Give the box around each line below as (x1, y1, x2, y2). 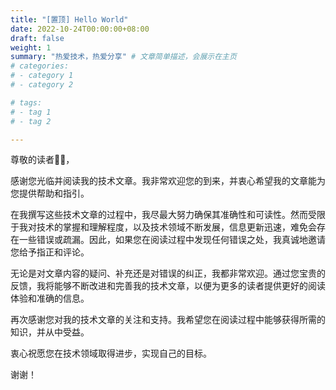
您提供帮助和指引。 (10, 187, 90, 200)
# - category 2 (10, 80, 74, 90)
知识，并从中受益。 (10, 326, 90, 338)
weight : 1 (10, 42, 52, 53)
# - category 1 (10, 71, 74, 81)
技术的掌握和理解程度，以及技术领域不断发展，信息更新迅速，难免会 (36, 221, 317, 233)
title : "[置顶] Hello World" (10, 14, 129, 25)
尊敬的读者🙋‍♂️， (10, 154, 75, 166)
